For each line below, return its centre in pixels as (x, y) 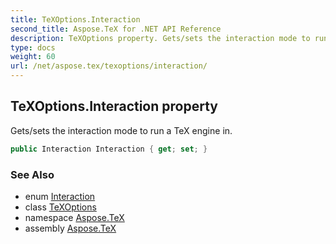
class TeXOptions (60, 207)
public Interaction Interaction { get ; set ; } (109, 149)
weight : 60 (33, 57)
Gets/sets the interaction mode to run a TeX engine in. (121, 130)
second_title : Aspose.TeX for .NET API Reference (116, 29)
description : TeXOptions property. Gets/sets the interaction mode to (160, 38)
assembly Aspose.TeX (70, 228)
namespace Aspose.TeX (74, 217)
